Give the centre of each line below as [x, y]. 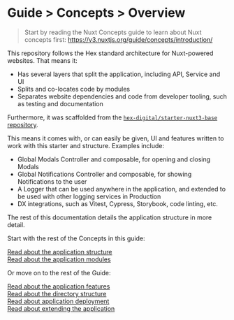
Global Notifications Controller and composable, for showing [104, 174]
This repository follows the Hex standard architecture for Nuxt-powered [110, 53]
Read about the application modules [59, 259]
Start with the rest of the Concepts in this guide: [76, 238]
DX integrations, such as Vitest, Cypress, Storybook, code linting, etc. [117, 203]
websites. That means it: [43, 60]
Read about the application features [59, 286]
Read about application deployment [58, 301]
